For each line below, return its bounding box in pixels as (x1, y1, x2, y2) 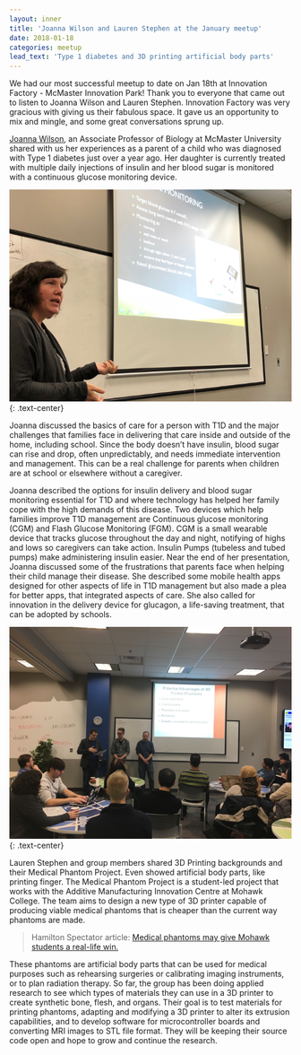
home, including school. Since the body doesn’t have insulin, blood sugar (9, 440, 279, 450)
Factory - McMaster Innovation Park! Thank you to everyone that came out (9, 88, 285, 99)
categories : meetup (9, 43, 82, 52)
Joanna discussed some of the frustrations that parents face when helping (9, 562, 285, 572)
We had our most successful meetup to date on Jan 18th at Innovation (9, 78, 268, 89)
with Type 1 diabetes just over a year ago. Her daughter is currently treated (9, 153, 286, 163)
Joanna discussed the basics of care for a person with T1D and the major (9, 420, 279, 431)
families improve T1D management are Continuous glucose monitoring (9, 514, 269, 525)
